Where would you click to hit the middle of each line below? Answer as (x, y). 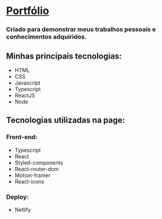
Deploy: (18, 197)
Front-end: (22, 137)
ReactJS (25, 95)
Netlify (23, 210)
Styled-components (39, 162)
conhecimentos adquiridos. (47, 37)
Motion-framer (32, 175)
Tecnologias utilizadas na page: (66, 120)
